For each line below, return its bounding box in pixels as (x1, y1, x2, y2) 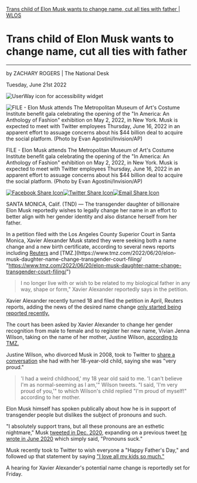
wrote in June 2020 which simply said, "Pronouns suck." (6, 435, 142, 442)
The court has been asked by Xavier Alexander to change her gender (6, 321, 173, 328)
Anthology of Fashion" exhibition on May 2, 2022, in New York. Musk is (6, 159, 178, 166)
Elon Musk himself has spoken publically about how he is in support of (6, 405, 176, 412)
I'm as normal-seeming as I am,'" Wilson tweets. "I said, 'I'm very (20, 381, 178, 388)
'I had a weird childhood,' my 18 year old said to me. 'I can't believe (20, 375, 183, 382)
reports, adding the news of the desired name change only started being (6, 303, 182, 310)
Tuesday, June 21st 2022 (6, 81, 67, 88)
